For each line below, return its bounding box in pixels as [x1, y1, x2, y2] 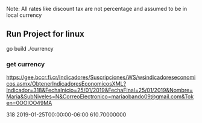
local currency [6, 11, 42, 19]
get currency [6, 60, 45, 68]
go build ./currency [6, 45, 54, 52]
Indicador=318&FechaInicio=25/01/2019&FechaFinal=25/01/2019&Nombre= [6, 87, 194, 94]
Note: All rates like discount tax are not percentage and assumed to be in [6, 5, 188, 12]
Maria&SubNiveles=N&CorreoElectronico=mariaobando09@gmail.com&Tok [6, 93, 194, 100]
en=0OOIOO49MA [6, 99, 52, 107]
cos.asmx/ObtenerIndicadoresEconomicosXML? [6, 80, 127, 87]
